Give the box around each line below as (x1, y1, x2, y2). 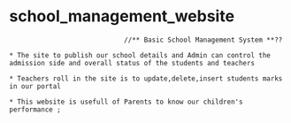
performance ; (9, 104, 62, 114)
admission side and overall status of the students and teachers (9, 58, 255, 67)
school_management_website (9, 6, 235, 27)
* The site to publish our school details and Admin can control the (9, 50, 272, 59)
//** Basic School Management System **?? (123, 35, 283, 44)
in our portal (9, 81, 62, 90)
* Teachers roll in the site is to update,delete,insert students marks (9, 73, 283, 83)
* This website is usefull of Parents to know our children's (9, 97, 243, 106)
